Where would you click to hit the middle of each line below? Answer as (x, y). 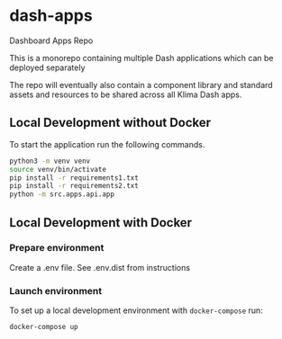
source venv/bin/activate (58, 169)
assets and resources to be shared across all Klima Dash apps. (126, 94)
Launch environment (56, 290)
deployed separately (47, 67)
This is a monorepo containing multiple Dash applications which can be (141, 58)
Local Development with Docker (100, 223)
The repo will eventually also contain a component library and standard (141, 85)
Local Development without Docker (110, 123)
